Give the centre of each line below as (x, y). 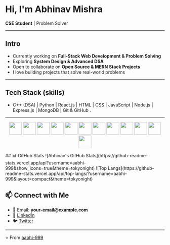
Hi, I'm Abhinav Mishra (54, 9)
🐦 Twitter (23, 221)
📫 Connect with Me (37, 195)
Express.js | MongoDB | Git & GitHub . (52, 110)
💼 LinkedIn (24, 215)
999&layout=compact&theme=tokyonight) (49, 179)
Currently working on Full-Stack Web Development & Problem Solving (87, 56)
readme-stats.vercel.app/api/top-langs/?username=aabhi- (66, 173)
